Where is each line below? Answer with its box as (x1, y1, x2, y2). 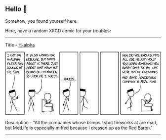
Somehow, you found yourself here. (5, 18, 78, 24)
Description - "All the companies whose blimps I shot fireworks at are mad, (5, 119, 158, 125)
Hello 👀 (5, 5, 28, 13)
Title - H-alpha (5, 42, 35, 47)
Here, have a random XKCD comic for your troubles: (5, 28, 111, 34)
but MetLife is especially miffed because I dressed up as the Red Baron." (5, 125, 153, 131)
